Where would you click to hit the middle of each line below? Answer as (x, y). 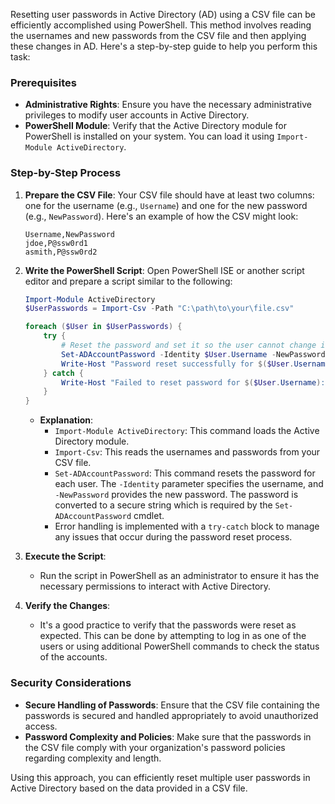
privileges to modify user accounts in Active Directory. (137, 115)
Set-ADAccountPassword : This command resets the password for (185, 473)
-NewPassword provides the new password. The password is (176, 495)
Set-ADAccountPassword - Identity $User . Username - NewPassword (193, 354)
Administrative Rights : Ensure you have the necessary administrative (168, 105)
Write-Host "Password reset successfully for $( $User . (178, 364)
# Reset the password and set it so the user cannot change (189, 345)
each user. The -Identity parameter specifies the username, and (189, 484)
